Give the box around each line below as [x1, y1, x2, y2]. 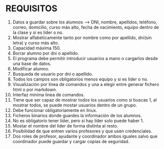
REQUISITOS [5, 3, 58, 14]
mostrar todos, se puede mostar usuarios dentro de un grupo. [12, 102, 137, 108]
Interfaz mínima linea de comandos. [12, 91, 85, 98]
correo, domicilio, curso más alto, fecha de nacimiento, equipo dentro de [12, 24, 159, 30]
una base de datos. [12, 61, 52, 66]
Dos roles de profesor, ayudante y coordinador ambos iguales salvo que [12, 133, 158, 139]
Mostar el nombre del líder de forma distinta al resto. [12, 123, 119, 128]
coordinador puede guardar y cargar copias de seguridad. [12, 138, 130, 144]
